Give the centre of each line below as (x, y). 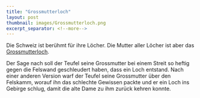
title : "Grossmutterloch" (38, 12)
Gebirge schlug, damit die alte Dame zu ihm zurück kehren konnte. (89, 89)
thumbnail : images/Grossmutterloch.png (56, 23)
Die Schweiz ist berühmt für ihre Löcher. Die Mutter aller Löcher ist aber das (100, 45)
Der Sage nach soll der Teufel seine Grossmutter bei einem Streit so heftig (98, 63)
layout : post (23, 17)
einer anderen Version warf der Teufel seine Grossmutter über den (89, 76)
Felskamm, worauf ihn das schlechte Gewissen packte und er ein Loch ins (98, 82)
